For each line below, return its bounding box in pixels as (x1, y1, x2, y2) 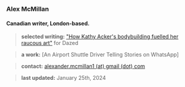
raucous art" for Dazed (21, 40, 79, 47)
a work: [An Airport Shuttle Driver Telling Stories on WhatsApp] (21, 51, 180, 58)
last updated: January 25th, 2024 (21, 74, 106, 82)
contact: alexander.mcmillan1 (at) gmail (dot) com (21, 62, 145, 70)
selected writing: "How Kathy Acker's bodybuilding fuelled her (21, 33, 179, 40)
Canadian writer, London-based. (6, 20, 89, 27)
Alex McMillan (6, 5, 50, 13)
